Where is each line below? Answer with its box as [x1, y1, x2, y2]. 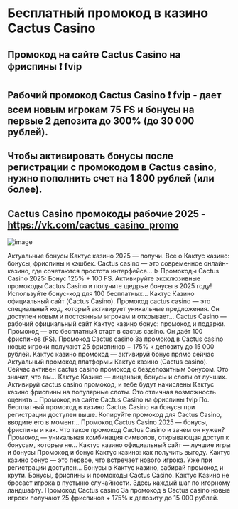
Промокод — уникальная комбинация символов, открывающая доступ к [7, 433, 229, 442]
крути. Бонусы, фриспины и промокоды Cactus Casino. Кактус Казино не [7, 471, 229, 480]
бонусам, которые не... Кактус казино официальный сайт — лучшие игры [7, 441, 231, 449]
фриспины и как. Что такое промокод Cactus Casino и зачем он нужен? [7, 426, 225, 434]
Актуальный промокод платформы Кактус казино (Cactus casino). [7, 357, 208, 366]
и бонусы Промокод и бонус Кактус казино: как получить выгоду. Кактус [7, 448, 231, 457]
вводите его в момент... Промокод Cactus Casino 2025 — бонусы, [7, 418, 208, 426]
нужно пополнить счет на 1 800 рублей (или [7, 172, 215, 184]
